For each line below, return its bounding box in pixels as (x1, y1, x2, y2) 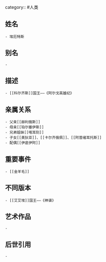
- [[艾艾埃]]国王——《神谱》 (5, 198, 56, 203)
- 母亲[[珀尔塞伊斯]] (5, 125, 44, 130)
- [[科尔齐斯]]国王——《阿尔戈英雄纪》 (5, 91, 74, 96)
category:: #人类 (5, 4, 38, 10)
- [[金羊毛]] (5, 169, 29, 174)
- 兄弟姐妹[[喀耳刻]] (5, 130, 44, 135)
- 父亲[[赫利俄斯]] (5, 120, 41, 125)
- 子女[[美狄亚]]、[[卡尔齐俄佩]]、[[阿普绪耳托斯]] (5, 135, 102, 140)
